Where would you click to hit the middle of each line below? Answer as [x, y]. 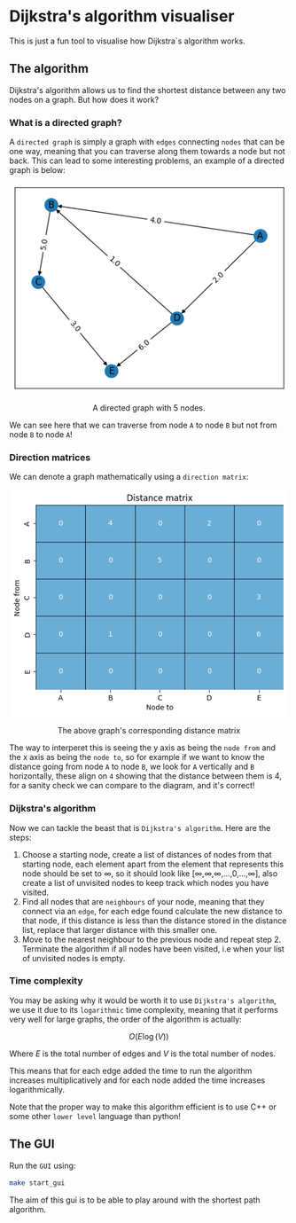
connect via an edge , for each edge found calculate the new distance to [152, 911]
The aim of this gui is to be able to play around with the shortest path [135, 1200]
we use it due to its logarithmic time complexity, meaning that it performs [144, 1009]
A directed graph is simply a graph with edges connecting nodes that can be [147, 142]
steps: [20, 837]
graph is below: [37, 170]
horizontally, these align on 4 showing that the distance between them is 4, [145, 776]
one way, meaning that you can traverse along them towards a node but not [147, 152]
